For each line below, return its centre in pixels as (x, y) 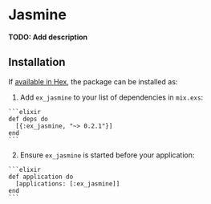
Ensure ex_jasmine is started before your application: (107, 155)
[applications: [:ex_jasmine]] (68, 184)
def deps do (28, 119)
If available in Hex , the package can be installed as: (93, 81)
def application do (41, 177)
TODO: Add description (48, 37)
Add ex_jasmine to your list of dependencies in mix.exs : (111, 97)
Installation (37, 62)
